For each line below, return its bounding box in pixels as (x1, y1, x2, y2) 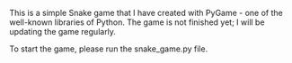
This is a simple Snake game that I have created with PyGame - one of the (9, 8, 283, 18)
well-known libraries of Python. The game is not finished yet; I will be (9, 17, 265, 28)
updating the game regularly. (9, 27, 117, 36)
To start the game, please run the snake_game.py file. (9, 43, 208, 54)
